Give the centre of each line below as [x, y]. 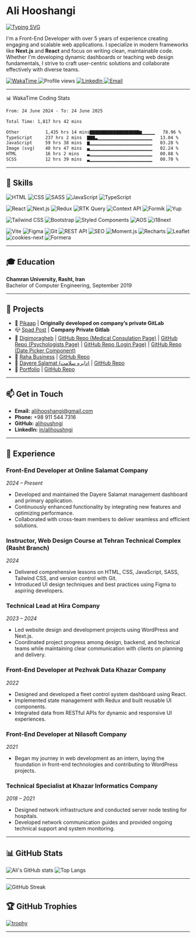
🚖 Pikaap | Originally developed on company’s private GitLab [89, 323]
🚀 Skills [20, 183]
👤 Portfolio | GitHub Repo [45, 369]
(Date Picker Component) [45, 351]
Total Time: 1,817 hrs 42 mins [44, 121]
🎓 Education [31, 262]
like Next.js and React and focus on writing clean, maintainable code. [90, 50]
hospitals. [26, 816]
